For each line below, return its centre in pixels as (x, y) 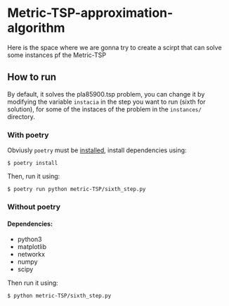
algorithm (36, 28)
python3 (30, 239)
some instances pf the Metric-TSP (57, 55)
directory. (21, 116)
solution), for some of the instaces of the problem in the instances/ (105, 109)
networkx (31, 255)
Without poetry (34, 207)
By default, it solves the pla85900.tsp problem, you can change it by (106, 94)
